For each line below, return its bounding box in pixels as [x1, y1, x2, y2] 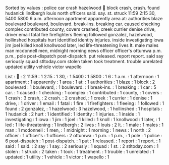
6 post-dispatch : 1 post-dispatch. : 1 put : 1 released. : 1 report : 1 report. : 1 [5, 138, 161, 144]
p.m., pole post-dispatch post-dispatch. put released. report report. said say [5, 53, 164, 59]
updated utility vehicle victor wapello [5, 64, 82, 70]
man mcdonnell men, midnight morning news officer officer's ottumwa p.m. [5, 48, 162, 53]
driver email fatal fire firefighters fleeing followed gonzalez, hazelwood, [5, 32, 153, 37]
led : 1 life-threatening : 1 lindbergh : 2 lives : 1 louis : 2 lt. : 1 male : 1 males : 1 [5, 122, 164, 128]
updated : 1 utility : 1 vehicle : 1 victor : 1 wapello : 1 [5, 154, 109, 160]
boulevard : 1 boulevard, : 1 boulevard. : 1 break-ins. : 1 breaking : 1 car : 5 [5, 84, 156, 90]
